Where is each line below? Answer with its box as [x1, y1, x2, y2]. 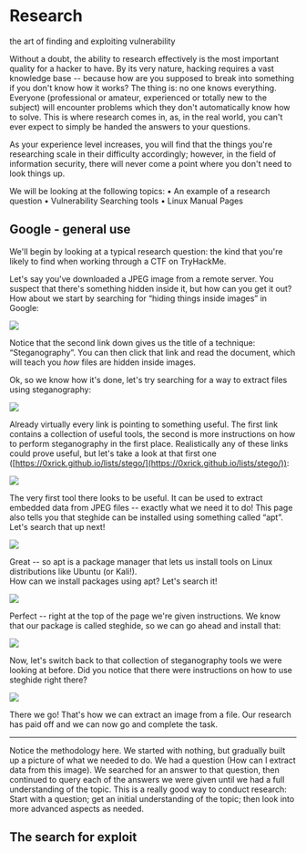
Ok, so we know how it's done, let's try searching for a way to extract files [9, 374, 288, 385]
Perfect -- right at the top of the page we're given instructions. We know [9, 610, 280, 621]
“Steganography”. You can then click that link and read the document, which [9, 347, 296, 358]
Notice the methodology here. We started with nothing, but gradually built [9, 744, 286, 755]
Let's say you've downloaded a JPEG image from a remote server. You [9, 273, 274, 284]
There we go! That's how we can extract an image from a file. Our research [9, 709, 291, 720]
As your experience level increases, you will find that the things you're [9, 139, 273, 150]
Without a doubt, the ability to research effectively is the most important [9, 53, 280, 64]
